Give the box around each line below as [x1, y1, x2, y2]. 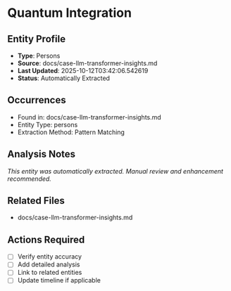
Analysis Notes [7, 148, 76, 160]
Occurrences [7, 94, 66, 106]
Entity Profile [7, 33, 65, 45]
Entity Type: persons [17, 120, 78, 129]
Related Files [7, 195, 65, 207]
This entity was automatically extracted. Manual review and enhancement [7, 167, 224, 175]
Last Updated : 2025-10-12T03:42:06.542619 [17, 67, 149, 75]
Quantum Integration [7, 5, 132, 21]
